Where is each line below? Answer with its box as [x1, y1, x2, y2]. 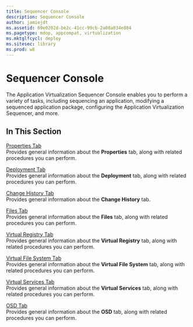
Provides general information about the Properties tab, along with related [6, 148, 183, 155]
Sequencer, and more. [6, 109, 59, 117]
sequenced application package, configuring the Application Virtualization [6, 103, 184, 110]
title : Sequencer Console [6, 8, 69, 15]
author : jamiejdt [6, 19, 48, 25]
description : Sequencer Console [6, 14, 85, 20]
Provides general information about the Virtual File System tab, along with [6, 260, 185, 267]
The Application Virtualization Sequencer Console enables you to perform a [6, 91, 188, 98]
